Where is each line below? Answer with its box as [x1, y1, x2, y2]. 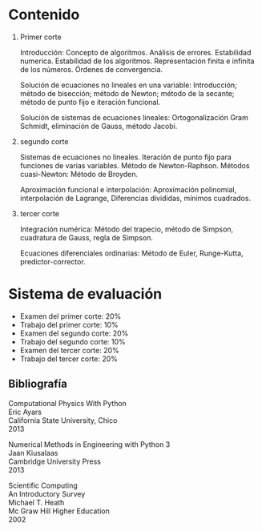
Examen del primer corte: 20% [19, 311, 122, 321]
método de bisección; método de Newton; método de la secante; [19, 88, 235, 98]
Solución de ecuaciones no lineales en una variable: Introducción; [19, 80, 238, 90]
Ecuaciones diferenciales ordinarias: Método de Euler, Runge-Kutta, [19, 248, 244, 258]
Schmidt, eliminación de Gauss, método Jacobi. [19, 121, 178, 131]
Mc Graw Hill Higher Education [8, 506, 110, 516]
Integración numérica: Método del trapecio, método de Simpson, [19, 224, 234, 234]
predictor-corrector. [19, 256, 86, 266]
